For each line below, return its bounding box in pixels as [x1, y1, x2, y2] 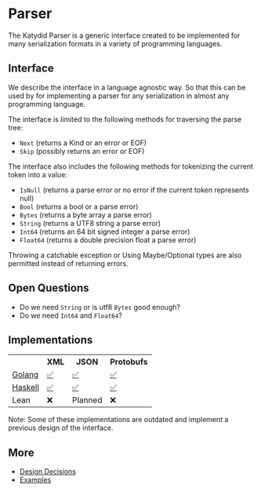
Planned [71, 395, 103, 406]
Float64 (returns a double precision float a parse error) [19, 235, 197, 244]
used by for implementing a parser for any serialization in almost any [8, 91, 230, 100]
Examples [19, 476, 52, 485]
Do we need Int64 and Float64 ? [19, 311, 123, 320]
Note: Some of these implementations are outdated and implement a [8, 415, 229, 425]
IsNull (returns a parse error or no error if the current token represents [19, 185, 249, 195]
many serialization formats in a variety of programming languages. [8, 38, 223, 48]
